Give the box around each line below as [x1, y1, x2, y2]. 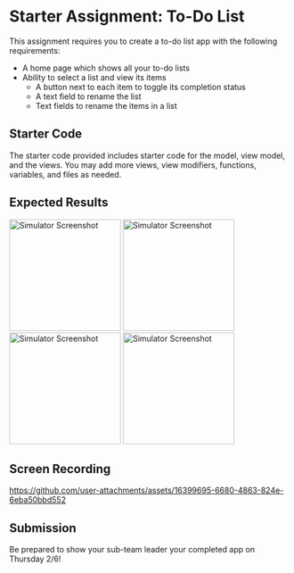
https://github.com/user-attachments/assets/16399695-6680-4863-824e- [9, 485, 284, 496]
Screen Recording [9, 461, 111, 477]
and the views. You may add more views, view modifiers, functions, [9, 159, 257, 170]
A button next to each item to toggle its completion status [35, 81, 247, 92]
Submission [9, 520, 78, 536]
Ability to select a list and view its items [21, 71, 167, 82]
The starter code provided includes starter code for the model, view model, [9, 150, 286, 161]
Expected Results [9, 195, 109, 211]
